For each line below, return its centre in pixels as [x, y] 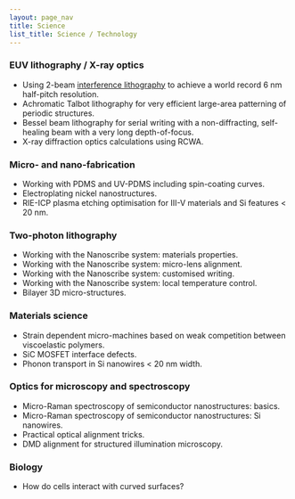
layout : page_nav [41, 17]
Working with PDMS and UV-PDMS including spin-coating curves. [143, 184]
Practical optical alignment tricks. [83, 434]
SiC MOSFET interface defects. [79, 354]
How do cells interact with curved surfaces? [103, 487]
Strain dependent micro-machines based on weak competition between [154, 335]
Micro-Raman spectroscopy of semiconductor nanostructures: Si [141, 415]
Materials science [49, 315]
